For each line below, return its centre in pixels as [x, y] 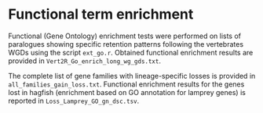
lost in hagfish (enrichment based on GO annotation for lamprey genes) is [127, 92]
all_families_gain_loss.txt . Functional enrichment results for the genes [126, 84]
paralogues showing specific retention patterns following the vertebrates [126, 44]
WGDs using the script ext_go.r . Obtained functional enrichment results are [131, 52]
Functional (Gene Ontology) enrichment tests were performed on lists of [125, 36]
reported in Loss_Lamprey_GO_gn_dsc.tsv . [74, 101]
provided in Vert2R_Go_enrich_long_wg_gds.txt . [84, 61]
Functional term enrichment [101, 14]
